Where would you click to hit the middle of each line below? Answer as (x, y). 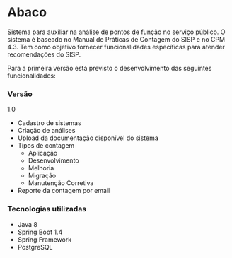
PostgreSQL (35, 247)
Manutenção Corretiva (61, 183)
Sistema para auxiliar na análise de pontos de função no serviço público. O (116, 32)
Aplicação (43, 153)
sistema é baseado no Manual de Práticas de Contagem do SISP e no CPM (116, 39)
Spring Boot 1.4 (40, 232)
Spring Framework (45, 239)
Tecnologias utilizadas (47, 209)
